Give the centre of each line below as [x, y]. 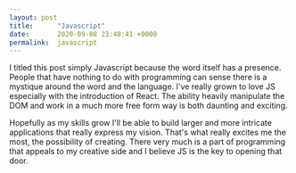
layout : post [33, 17]
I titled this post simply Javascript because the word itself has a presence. [145, 68]
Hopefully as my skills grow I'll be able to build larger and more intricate [140, 123]
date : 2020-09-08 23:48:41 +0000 [83, 34]
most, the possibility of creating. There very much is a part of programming [148, 142]
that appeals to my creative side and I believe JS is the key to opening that [146, 152]
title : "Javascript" [57, 26]
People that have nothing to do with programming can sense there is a [138, 78]
